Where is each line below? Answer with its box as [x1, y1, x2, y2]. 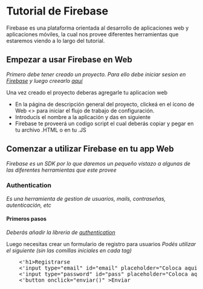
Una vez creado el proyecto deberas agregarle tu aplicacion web [6, 89, 168, 96]
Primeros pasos [6, 215, 47, 222]
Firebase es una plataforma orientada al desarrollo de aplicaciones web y [6, 24, 189, 31]
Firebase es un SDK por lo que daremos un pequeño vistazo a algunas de [6, 160, 191, 167]
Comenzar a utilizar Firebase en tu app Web [6, 144, 174, 154]
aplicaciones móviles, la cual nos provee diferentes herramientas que [6, 30, 179, 37]
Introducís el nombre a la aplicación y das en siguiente [14, 113, 151, 120]
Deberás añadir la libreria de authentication [6, 229, 116, 236]
